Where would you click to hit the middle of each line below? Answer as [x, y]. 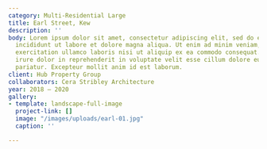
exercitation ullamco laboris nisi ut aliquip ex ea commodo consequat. [138, 52]
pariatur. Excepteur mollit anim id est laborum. [99, 67]
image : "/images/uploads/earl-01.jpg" [80, 119]
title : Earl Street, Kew [49, 23]
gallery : [23, 97]
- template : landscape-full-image [66, 104]
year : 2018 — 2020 [39, 89]
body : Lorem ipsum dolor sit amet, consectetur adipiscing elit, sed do [131, 38]
